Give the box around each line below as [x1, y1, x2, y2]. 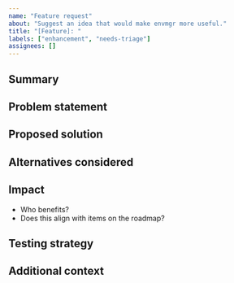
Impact [8, 183, 45, 197]
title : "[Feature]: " [8, 27, 82, 35]
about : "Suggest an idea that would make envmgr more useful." [8, 20, 227, 28]
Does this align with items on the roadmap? [19, 213, 165, 223]
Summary [8, 72, 59, 86]
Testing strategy [8, 237, 94, 250]
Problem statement [8, 99, 108, 114]
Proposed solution [8, 128, 103, 141]
